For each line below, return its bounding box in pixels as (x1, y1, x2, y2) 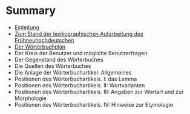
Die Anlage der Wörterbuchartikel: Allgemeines (14, 69, 132, 76)
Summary (5, 4, 56, 18)
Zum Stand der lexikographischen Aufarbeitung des (14, 30, 143, 37)
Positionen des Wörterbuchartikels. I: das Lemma (14, 75, 137, 82)
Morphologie (14, 95, 47, 102)
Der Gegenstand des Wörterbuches (14, 56, 103, 63)
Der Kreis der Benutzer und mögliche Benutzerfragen (14, 49, 148, 56)
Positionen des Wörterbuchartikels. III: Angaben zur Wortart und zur (14, 88, 184, 95)
